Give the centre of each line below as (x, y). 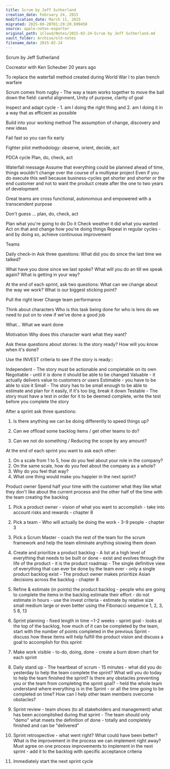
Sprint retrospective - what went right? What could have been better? (86, 735)
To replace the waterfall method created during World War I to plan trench (83, 77)
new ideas (16, 128)
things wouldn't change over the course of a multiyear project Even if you (82, 172)
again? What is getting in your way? (43, 275)
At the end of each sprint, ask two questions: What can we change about (82, 284)
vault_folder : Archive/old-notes (41, 39)
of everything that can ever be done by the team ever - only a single (84, 568)
